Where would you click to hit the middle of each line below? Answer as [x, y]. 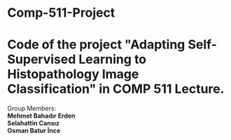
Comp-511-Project [61, 13]
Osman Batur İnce [34, 131]
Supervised [42, 60]
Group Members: [32, 109]
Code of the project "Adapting [96, 45]
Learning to [112, 60]
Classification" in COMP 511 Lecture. [116, 89]
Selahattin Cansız [34, 123]
